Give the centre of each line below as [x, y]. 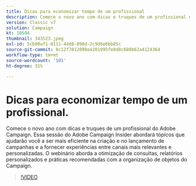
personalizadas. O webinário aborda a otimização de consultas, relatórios [94, 153]
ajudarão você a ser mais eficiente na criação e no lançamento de [85, 141]
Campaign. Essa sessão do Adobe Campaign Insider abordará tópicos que [95, 135]
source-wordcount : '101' [36, 60]
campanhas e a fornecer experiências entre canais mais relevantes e [89, 147]
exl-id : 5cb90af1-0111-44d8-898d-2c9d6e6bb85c [64, 44]
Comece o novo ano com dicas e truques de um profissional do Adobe [91, 129]
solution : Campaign [30, 28]
